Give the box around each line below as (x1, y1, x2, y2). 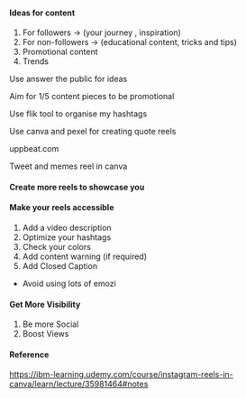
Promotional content (22, 46, 98, 58)
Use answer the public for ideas (9, 73, 128, 85)
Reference (9, 348, 50, 360)
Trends (22, 56, 50, 67)
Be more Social (22, 319, 79, 329)
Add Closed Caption (22, 261, 97, 271)
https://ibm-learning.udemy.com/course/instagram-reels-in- (9, 369, 234, 380)
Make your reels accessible (9, 202, 114, 213)
